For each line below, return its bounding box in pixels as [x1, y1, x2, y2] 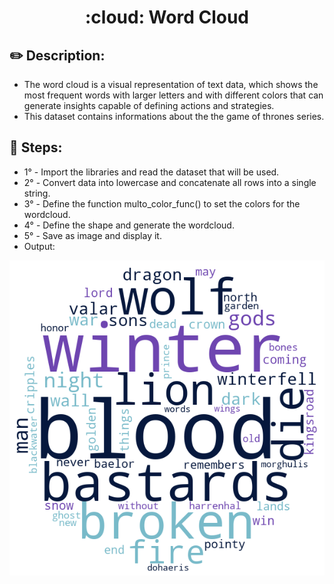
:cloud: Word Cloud [84, 6, 250, 29]
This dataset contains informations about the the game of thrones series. [23, 111, 325, 122]
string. [23, 187, 51, 199]
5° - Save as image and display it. [23, 229, 162, 241]
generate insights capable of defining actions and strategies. [23, 100, 275, 111]
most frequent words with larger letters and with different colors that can [23, 89, 324, 101]
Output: [23, 240, 56, 252]
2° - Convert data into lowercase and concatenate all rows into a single [23, 176, 317, 188]
